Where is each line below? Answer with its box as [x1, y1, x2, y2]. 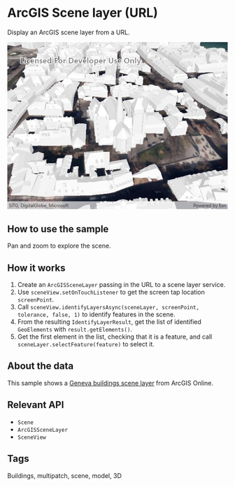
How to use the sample [7, 223, 109, 235]
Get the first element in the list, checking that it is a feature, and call [17, 332, 213, 341]
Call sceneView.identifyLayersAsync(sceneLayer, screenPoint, [17, 303, 200, 311]
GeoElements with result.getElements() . [17, 325, 133, 334]
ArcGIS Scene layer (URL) [7, 5, 159, 21]
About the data [7, 360, 74, 372]
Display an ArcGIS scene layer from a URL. [7, 28, 131, 36]
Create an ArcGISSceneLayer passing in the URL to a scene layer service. [17, 281, 226, 289]
